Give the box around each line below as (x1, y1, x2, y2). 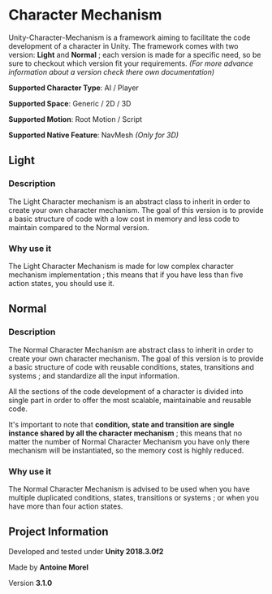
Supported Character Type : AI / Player (8, 83, 140, 93)
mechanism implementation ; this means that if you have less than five (8, 270, 244, 280)
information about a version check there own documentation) (8, 67, 215, 76)
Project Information (8, 525, 109, 539)
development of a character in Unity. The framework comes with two (8, 41, 239, 50)
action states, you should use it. (8, 278, 115, 288)
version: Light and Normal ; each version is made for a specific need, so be (8, 50, 261, 59)
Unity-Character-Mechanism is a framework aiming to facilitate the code (8, 33, 251, 42)
